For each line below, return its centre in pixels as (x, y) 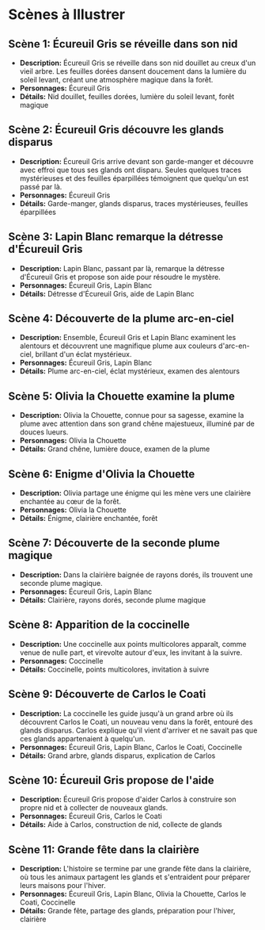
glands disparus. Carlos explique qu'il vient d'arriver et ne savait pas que (138, 730)
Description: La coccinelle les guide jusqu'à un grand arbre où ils (126, 713)
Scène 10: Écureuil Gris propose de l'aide (112, 780)
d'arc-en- (235, 346)
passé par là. (41, 186)
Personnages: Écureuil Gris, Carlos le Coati (91, 816)
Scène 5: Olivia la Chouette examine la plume (121, 396)
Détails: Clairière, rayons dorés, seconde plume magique (113, 599)
